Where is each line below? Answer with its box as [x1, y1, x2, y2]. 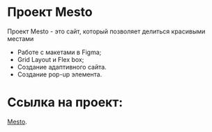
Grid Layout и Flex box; [17, 55, 84, 63]
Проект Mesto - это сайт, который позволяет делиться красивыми [7, 27, 206, 35]
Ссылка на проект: [7, 94, 123, 110]
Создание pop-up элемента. [17, 70, 103, 79]
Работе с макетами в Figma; [17, 48, 102, 56]
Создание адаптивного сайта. [17, 63, 107, 71]
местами [7, 34, 34, 42]
